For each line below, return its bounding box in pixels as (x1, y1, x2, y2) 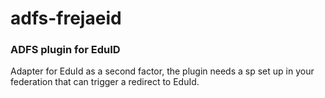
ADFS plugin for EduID (10, 43, 121, 57)
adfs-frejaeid (10, 7, 122, 30)
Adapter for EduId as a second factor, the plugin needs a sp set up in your (10, 65, 315, 77)
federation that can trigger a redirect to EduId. (10, 76, 200, 88)
